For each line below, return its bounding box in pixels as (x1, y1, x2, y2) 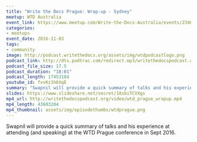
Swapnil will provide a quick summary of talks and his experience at (6, 123, 170, 130)
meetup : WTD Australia (6, 14, 62, 20)
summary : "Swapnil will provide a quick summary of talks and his (6, 85, 172, 91)
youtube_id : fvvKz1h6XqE (6, 80, 67, 86)
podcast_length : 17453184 (6, 74, 69, 80)
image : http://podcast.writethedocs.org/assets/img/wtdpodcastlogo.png (6, 52, 185, 58)
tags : (6, 42, 19, 48)
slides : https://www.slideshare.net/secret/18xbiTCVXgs (6, 90, 145, 96)
